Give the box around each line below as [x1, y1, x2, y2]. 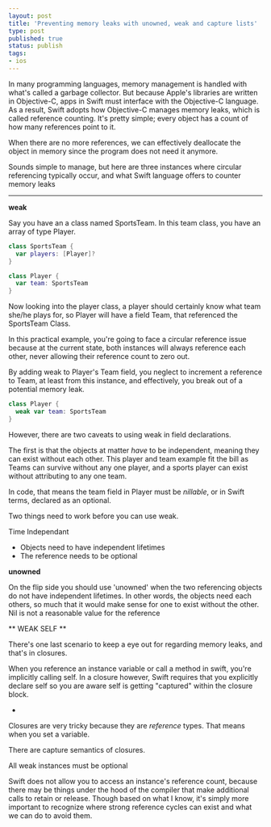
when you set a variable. [8, 729, 90, 739]
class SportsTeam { [8, 242, 74, 251]
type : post [8, 27, 45, 35]
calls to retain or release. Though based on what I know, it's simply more [8, 793, 249, 803]
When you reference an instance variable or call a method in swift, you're [8, 664, 252, 673]
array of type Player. [8, 226, 77, 236]
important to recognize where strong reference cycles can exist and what [8, 802, 252, 812]
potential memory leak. [8, 385, 85, 395]
